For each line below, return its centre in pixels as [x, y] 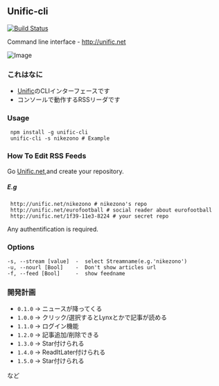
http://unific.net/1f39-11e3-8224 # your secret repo [89, 216]
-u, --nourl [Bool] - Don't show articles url [82, 267]
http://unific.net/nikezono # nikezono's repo [79, 204]
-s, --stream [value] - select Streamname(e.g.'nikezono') [97, 261]
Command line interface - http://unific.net [67, 42]
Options [21, 247]
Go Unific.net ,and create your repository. [65, 171]
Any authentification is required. [53, 229]
